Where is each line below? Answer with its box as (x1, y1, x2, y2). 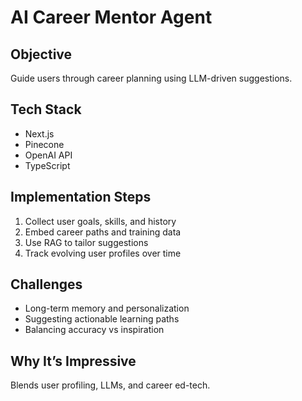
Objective (10, 46, 73, 63)
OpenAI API (24, 149, 73, 161)
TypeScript (24, 159, 71, 171)
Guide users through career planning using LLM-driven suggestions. (10, 72, 293, 84)
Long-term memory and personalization (24, 302, 190, 315)
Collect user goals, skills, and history (24, 215, 177, 227)
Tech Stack (10, 101, 82, 118)
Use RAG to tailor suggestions (24, 236, 149, 248)
